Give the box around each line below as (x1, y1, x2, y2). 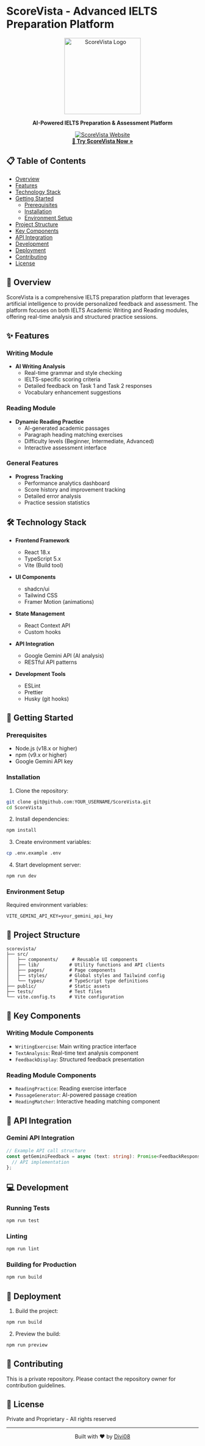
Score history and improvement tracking (24, 485, 126, 493)
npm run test (6, 1217, 40, 1224)
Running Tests (6, 1204, 50, 1212)
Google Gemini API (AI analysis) (24, 652, 105, 659)
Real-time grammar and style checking (24, 369, 122, 377)
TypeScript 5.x (24, 554, 61, 562)
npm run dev (6, 873, 37, 879)
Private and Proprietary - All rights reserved (6, 1415, 117, 1423)
